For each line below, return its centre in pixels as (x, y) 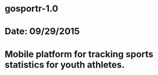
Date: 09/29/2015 (42, 32)
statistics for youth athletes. (65, 65)
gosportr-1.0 (31, 9)
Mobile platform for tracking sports (79, 54)
